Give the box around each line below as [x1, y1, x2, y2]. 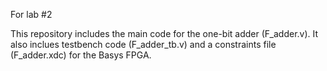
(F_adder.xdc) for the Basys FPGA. [10, 49, 152, 61]
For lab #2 [10, 9, 53, 20]
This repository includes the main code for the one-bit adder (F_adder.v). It [10, 28, 319, 39]
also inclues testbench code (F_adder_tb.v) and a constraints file [10, 39, 277, 50]
